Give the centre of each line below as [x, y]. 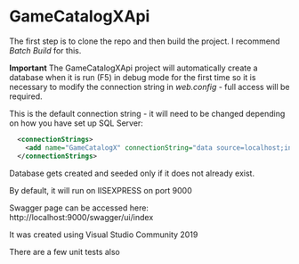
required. [26, 96]
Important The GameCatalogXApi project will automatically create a [133, 68]
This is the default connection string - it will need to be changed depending [147, 113]
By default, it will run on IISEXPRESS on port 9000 [101, 190]
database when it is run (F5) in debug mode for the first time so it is [133, 77]
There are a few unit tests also [65, 252]
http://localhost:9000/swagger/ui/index [81, 217]
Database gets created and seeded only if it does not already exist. [132, 173]
